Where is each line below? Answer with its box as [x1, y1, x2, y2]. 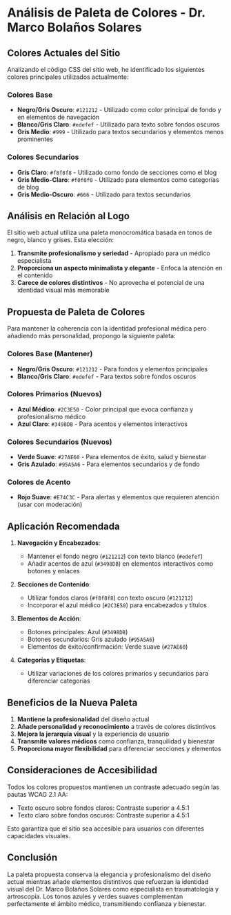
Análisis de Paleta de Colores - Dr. [7, 5, 205, 21]
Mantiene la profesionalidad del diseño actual [17, 715, 150, 723]
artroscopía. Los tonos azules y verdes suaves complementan [7, 892, 183, 900]
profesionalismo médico [17, 412, 86, 420]
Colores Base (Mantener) [7, 349, 93, 359]
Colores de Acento [7, 477, 71, 487]
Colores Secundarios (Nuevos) [7, 437, 112, 447]
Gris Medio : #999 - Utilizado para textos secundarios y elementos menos [17, 128, 224, 136]
